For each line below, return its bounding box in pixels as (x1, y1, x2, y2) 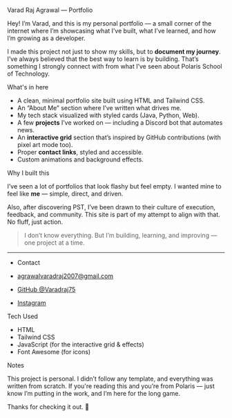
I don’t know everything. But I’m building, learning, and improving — (23, 232, 217, 239)
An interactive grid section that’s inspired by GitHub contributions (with (17, 133, 221, 141)
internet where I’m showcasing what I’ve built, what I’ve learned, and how (7, 27, 216, 35)
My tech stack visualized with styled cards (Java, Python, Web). (17, 111, 200, 119)
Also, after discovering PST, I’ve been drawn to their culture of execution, (7, 203, 216, 211)
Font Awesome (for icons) (17, 348, 91, 356)
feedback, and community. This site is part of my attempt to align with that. (7, 211, 221, 218)
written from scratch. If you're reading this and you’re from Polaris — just (7, 382, 215, 390)
